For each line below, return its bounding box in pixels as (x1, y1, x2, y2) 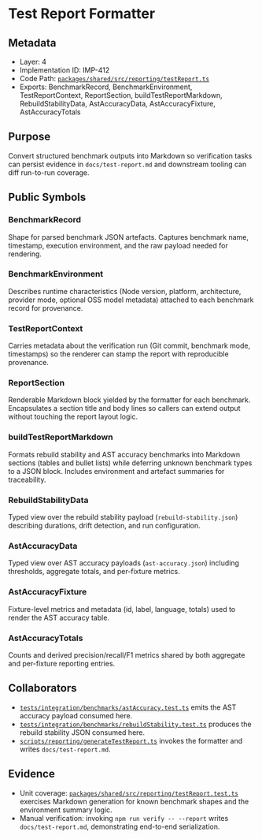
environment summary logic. (19, 805, 113, 815)
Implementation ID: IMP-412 (19, 65, 110, 75)
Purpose (8, 130, 51, 144)
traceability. (8, 475, 46, 484)
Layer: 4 (19, 57, 47, 66)
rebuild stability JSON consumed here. (19, 727, 146, 737)
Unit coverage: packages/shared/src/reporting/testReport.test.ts (19, 788, 238, 797)
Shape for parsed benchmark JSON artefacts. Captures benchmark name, (8, 232, 249, 241)
